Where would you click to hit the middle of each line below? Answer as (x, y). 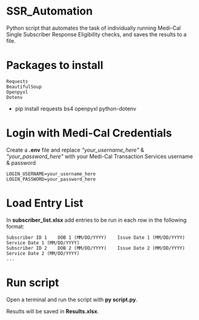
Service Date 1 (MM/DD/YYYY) (43, 243)
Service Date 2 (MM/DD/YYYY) (43, 253)
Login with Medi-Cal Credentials (89, 133)
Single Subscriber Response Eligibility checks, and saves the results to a (96, 34)
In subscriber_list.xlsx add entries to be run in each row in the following (96, 220)
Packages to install (55, 65)
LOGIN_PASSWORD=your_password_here (51, 179)
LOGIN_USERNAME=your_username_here (51, 174)
